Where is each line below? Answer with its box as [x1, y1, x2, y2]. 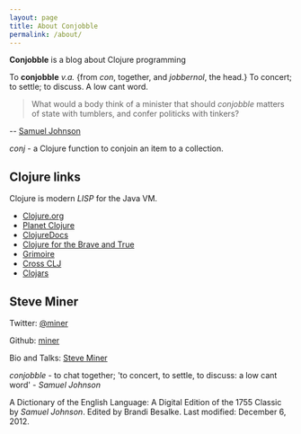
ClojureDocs [22, 230, 69, 241]
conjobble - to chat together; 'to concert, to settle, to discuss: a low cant [9, 370, 278, 380]
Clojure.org [22, 210, 65, 221]
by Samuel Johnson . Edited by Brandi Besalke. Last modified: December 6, [9, 406, 287, 417]
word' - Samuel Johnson [9, 379, 102, 390]
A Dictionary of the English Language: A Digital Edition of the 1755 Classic [9, 397, 282, 407]
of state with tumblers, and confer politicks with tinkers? [31, 109, 240, 120]
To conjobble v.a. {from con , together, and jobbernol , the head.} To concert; [9, 72, 292, 83]
